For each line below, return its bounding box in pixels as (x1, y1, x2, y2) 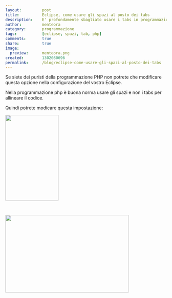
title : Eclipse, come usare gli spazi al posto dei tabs (5, 12, 150, 17)
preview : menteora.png (10, 50, 70, 55)
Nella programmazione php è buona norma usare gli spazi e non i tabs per (5, 89, 162, 95)
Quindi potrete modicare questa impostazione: (5, 105, 103, 111)
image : (5, 46, 19, 51)
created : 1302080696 (5, 55, 66, 61)
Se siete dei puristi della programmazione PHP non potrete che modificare (5, 74, 162, 80)
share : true (5, 41, 52, 46)
